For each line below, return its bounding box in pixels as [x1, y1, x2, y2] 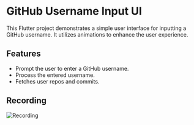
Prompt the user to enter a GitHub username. [15, 65, 129, 72]
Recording [6, 96, 47, 106]
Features [6, 49, 41, 59]
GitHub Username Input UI [6, 4, 143, 18]
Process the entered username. [15, 71, 95, 79]
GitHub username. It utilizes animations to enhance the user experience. [6, 30, 188, 38]
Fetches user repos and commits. [15, 77, 100, 85]
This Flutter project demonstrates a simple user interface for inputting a [6, 24, 187, 32]
